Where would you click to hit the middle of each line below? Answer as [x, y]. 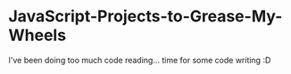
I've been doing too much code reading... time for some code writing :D [140, 60]
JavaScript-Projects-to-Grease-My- [145, 16]
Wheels [37, 35]
